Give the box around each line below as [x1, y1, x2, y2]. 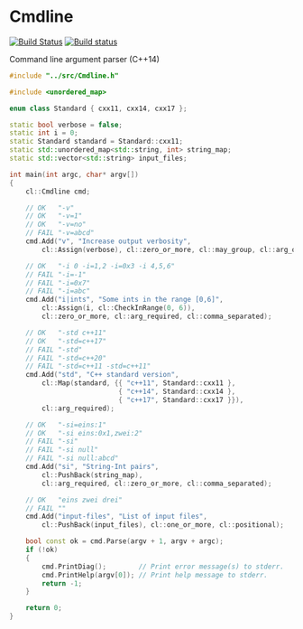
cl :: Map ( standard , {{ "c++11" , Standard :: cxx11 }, [41, 379, 236, 388]
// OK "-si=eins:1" [25, 420, 106, 429]
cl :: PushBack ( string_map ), [41, 470, 143, 480]
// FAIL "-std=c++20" [25, 353, 106, 362]
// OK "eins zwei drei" [25, 495, 124, 504]
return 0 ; [25, 604, 63, 613]
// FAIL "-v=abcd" [25, 229, 95, 238]
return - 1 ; [41, 578, 83, 588]
